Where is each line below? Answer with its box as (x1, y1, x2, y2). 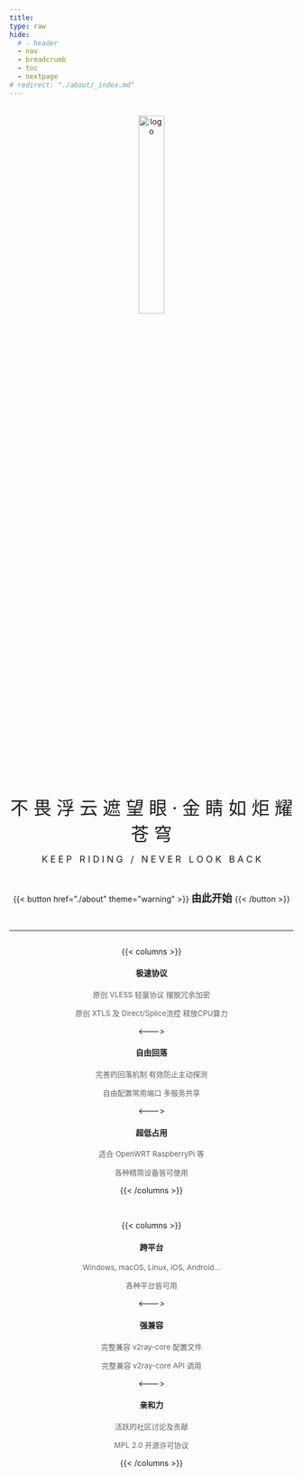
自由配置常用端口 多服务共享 (102, 1088, 201, 1098)
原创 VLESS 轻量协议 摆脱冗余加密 (93, 989, 210, 999)
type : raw (9, 22, 47, 31)
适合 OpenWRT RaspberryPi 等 (98, 1149, 205, 1159)
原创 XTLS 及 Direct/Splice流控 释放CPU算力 (75, 1008, 228, 1018)
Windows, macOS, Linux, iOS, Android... (82, 1262, 221, 1273)
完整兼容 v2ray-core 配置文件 (100, 1341, 203, 1351)
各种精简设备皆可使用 (114, 1167, 188, 1178)
